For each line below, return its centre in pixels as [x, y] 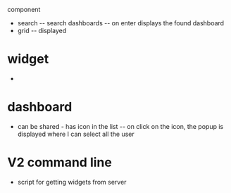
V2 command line [60, 162]
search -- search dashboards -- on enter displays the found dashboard [120, 23]
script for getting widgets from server [72, 182]
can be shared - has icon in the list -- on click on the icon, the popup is [120, 126]
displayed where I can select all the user [76, 134]
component [24, 10]
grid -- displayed [42, 31]
